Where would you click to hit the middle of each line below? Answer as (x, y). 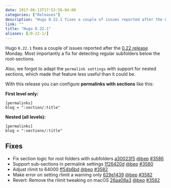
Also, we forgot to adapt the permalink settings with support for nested (81, 69)
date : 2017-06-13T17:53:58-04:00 (41, 10)
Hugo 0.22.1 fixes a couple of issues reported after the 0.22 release (77, 48)
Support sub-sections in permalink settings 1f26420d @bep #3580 (83, 164)
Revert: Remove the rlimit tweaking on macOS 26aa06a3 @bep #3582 (86, 180)
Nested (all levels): (25, 117)
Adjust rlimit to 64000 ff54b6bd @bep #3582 (60, 169)
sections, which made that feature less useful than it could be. (70, 74)
